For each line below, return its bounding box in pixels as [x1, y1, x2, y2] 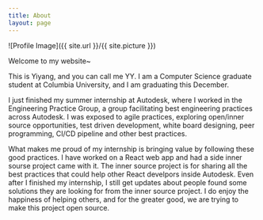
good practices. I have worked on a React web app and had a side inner [8, 152, 243, 162]
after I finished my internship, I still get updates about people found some [8, 177, 247, 187]
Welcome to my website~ [8, 56, 91, 66]
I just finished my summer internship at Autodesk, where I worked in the [8, 95, 243, 104]
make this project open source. [8, 203, 109, 212]
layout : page [8, 19, 51, 27]
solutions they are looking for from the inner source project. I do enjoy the [8, 186, 250, 195]
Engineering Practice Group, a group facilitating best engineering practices [8, 104, 253, 113]
